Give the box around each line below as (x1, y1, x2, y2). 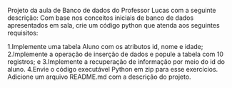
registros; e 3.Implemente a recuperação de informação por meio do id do (7, 57, 225, 66)
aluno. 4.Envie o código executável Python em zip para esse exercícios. (7, 65, 218, 73)
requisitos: (7, 28, 39, 37)
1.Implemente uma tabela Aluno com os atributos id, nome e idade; (7, 43, 203, 50)
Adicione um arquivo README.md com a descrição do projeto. (7, 72, 191, 81)
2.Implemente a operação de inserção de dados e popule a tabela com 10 (7, 50, 223, 58)
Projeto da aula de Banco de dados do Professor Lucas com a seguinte (7, 6, 216, 14)
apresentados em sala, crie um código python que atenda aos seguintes (7, 21, 220, 29)
